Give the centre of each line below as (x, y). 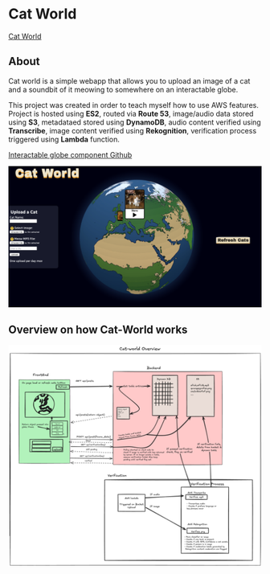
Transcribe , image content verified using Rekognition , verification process (133, 130)
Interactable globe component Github (70, 154)
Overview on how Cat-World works (98, 330)
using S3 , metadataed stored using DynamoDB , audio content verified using (135, 122)
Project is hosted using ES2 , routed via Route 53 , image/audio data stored (131, 113)
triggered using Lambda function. (64, 139)
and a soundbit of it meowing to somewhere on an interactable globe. (123, 89)
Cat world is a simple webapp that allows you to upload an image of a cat (129, 80)
